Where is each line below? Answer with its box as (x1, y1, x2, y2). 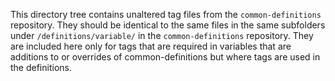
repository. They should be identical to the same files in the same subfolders (10, 19, 326, 31)
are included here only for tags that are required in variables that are (10, 40, 292, 52)
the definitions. (10, 62, 72, 73)
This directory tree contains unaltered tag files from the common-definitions (10, 9, 322, 20)
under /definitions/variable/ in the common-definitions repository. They (10, 30, 314, 41)
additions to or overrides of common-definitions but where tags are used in (10, 51, 321, 63)
